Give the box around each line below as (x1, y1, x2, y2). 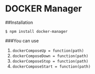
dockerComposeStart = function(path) (12, 64, 91, 69)
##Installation (5, 19, 33, 25)
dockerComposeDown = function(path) (12, 53, 89, 59)
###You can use (5, 38, 39, 44)
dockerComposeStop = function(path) (12, 59, 89, 64)
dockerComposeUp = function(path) (12, 48, 84, 53)
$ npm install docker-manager (5, 29, 68, 34)
